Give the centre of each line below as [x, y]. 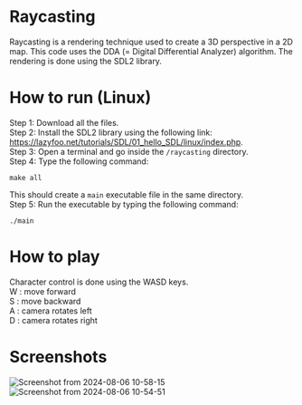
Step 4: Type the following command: [79, 161]
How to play [55, 257]
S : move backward [45, 301]
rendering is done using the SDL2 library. [86, 61]
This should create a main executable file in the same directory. [127, 194]
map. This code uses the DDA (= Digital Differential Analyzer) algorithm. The [151, 51]
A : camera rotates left [51, 311]
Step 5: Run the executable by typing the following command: [124, 204]
